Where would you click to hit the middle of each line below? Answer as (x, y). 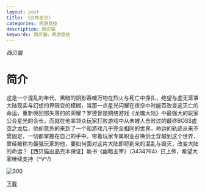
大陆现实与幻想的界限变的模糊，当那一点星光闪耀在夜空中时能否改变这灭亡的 (103, 106)
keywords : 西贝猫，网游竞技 (38, 35)
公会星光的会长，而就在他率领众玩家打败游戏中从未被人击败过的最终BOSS (99, 121)
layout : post (23, 12)
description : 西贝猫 (31, 29)
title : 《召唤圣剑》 (30, 18)
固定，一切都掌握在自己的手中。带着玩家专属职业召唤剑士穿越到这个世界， (105, 136)
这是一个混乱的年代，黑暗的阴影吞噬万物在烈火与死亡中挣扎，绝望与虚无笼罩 (103, 98)
